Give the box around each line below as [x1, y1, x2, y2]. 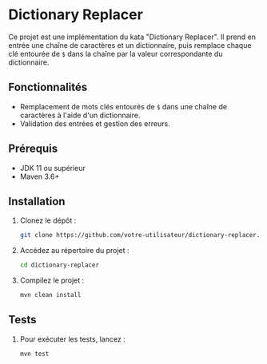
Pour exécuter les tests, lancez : [19, 334, 126, 344]
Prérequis [8, 142, 58, 156]
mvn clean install [19, 291, 82, 299]
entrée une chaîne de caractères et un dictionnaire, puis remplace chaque [8, 40, 252, 49]
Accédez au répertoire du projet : [19, 246, 130, 255]
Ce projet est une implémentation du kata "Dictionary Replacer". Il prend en [8, 32, 256, 42]
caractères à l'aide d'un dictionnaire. [19, 110, 141, 120]
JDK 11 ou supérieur [19, 163, 86, 172]
